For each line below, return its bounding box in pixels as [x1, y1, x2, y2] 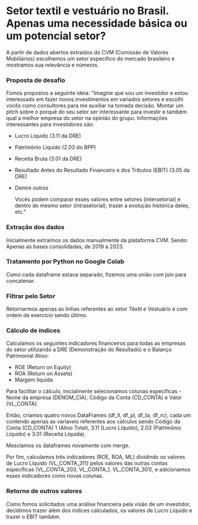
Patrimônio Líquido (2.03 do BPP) [14, 144, 96, 151]
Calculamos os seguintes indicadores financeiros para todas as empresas [6, 340, 186, 347]
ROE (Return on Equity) [14, 364, 72, 371]
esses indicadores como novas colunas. [6, 472, 104, 480]
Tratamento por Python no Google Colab [6, 257, 125, 266]
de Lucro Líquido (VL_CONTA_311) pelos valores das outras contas [6, 459, 168, 467]
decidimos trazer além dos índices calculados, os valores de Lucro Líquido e [6, 507, 193, 514]
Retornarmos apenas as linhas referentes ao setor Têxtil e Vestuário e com [6, 305, 188, 312]
